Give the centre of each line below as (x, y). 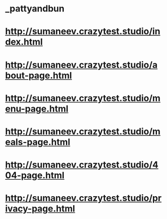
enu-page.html (37, 109)
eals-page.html (38, 142)
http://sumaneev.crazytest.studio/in (83, 32)
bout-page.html (39, 75)
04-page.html (35, 175)
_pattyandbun (35, 9)
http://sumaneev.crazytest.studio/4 (82, 165)
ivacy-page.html (40, 209)
